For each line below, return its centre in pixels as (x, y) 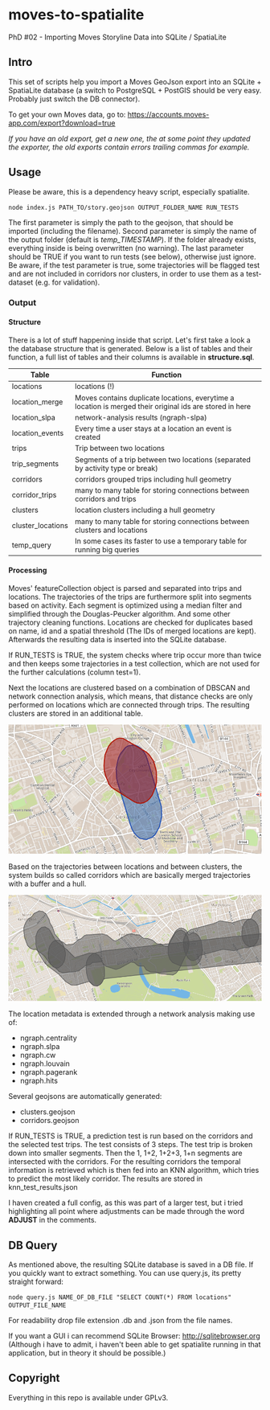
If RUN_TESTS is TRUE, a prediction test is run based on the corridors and (131, 1136)
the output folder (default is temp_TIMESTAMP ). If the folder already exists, (132, 240)
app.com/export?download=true (62, 123)
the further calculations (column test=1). (75, 672)
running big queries (107, 549)
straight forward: (36, 1282)
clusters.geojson (47, 1112)
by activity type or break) (117, 468)
